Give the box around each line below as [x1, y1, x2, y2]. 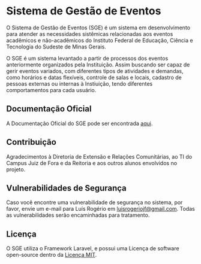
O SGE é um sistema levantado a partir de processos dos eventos [6, 54, 169, 62]
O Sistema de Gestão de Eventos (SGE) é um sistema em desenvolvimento [6, 24, 191, 31]
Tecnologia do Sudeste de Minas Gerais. [6, 43, 106, 50]
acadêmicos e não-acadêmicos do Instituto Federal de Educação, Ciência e [6, 37, 193, 44]
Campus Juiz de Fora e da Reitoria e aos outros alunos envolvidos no [6, 159, 178, 166]
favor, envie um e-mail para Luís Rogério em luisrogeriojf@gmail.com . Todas [6, 205, 195, 213]
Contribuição [6, 137, 57, 147]
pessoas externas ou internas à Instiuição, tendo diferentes [6, 80, 153, 87]
